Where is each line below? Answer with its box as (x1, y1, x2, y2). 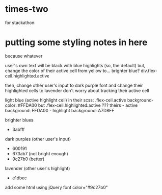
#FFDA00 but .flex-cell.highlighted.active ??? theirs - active (18, 102, 138, 108)
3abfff (12, 126, 25, 132)
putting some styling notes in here (5, 37, 148, 48)
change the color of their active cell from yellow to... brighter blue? (5, 68, 140, 73)
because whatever (5, 53, 43, 59)
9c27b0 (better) (12, 156, 45, 162)
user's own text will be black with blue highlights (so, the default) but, (5, 62, 146, 68)
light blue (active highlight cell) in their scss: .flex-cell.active (5, 97, 126, 103)
